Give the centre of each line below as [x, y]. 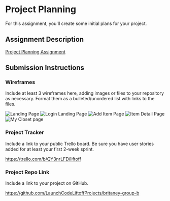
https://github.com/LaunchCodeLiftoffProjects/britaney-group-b [72, 193]
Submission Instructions [45, 68]
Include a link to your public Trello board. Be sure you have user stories [79, 143]
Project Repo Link [27, 172]
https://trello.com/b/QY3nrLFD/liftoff [43, 159]
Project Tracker [25, 132]
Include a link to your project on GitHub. [47, 183]
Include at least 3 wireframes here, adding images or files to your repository [84, 93]
